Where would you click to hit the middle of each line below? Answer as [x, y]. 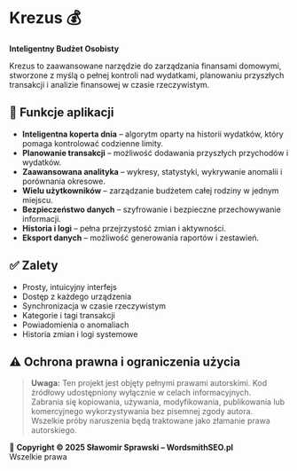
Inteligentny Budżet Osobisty [64, 48]
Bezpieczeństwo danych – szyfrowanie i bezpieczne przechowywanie [151, 209]
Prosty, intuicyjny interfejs [69, 287]
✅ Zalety [34, 266]
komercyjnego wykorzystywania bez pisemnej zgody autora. [142, 412]
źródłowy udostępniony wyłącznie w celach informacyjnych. [141, 393]
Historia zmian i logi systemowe [80, 334]
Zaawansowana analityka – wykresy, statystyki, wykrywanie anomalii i [152, 171]
